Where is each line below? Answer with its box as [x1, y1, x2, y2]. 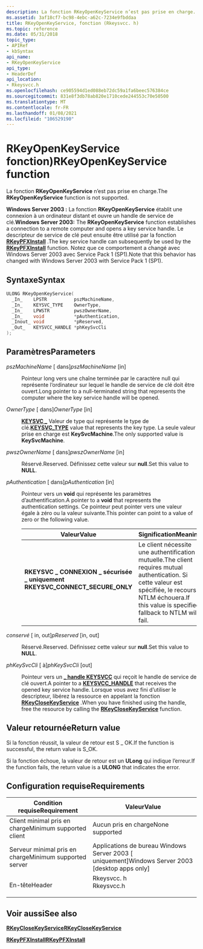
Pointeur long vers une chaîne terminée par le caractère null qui [21, 375, 180, 382]
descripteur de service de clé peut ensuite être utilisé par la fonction [6, 231, 176, 239]
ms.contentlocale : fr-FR [6, 104, 69, 111]
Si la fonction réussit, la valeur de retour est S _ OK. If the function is [6, 739, 175, 746]
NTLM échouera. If [138, 593, 190, 602]
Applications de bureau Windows [92, 842, 187, 850]
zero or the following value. [21, 516, 89, 523]
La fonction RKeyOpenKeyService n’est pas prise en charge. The [6, 188, 168, 195]
